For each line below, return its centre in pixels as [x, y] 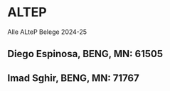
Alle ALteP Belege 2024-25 [47, 32]
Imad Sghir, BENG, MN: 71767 [74, 78]
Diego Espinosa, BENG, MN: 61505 [85, 54]
